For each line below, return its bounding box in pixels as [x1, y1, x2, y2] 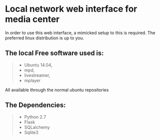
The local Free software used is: [5, 49, 104, 57]
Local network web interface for [5, 3, 138, 15]
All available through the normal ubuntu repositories [5, 87, 109, 93]
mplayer [24, 77, 41, 83]
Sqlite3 [24, 129, 39, 135]
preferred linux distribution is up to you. [5, 35, 84, 41]
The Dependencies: [5, 101, 66, 109]
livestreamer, [24, 72, 51, 78]
